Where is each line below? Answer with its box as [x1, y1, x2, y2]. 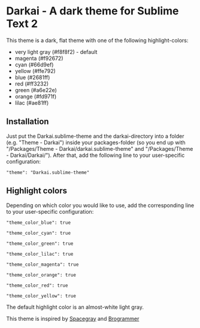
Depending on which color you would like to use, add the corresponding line [6, 202, 195, 209]
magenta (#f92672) [14, 54, 64, 62]
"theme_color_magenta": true [6, 262, 79, 268]
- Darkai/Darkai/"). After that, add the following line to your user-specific [6, 151, 185, 159]
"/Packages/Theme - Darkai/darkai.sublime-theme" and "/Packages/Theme [6, 145, 193, 152]
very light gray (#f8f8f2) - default [14, 48, 98, 55]
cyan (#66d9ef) [14, 61, 54, 68]
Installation [6, 117, 49, 127]
